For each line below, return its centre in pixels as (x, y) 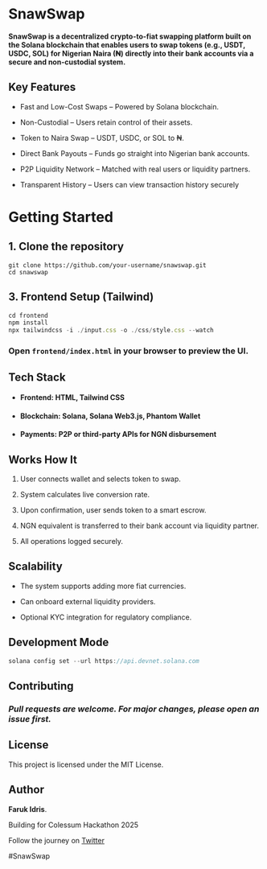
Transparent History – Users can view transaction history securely (129, 184)
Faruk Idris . (28, 809)
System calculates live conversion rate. (85, 495)
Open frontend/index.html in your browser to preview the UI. (129, 351)
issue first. (30, 719)
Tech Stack (37, 377)
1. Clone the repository (66, 247)
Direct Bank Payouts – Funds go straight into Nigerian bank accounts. (135, 153)
